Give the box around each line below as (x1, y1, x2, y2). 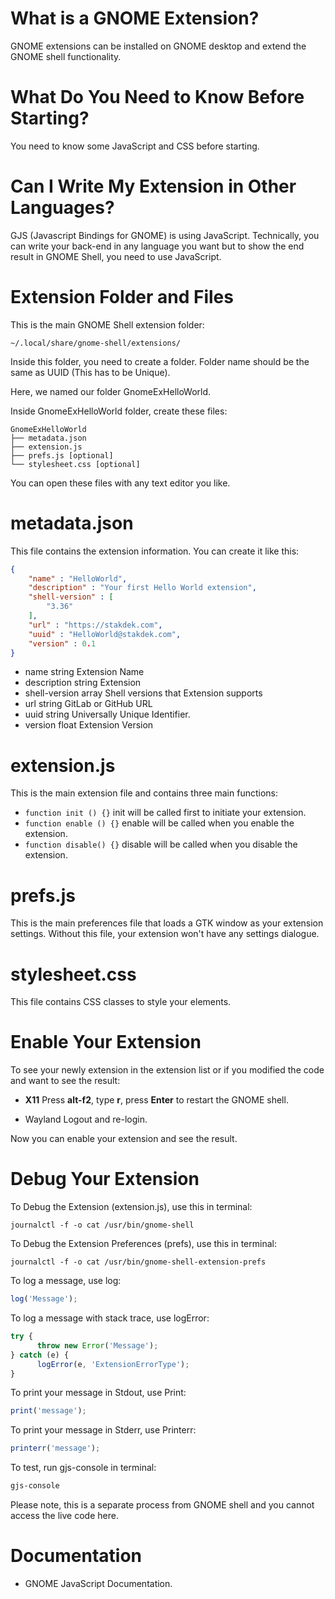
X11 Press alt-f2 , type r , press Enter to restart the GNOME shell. (24, 1094, 289, 1106)
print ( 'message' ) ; (10, 1406, 87, 1416)
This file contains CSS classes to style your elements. (10, 996, 232, 1008)
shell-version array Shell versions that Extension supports (24, 687, 263, 699)
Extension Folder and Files (10, 286, 234, 308)
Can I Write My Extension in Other (10, 175, 297, 198)
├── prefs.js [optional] (10, 450, 114, 461)
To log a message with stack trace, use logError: (10, 1312, 210, 1324)
